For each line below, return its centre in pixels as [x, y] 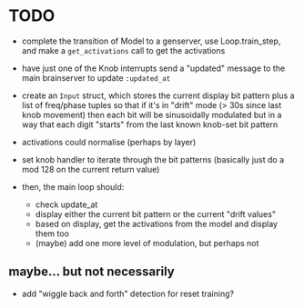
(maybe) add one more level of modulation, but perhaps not [147, 243]
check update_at [66, 204]
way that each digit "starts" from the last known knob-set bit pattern [150, 124]
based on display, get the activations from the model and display [157, 224]
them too [52, 233]
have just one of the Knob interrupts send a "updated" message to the [153, 68]
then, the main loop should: [73, 186]
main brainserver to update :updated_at [96, 77]
